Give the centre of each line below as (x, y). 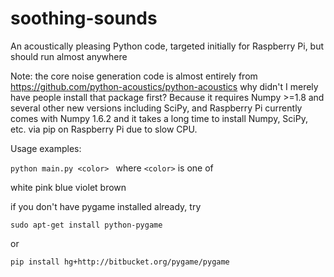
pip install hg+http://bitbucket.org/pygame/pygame (120, 262)
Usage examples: (46, 148)
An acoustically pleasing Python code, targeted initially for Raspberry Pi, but (167, 46)
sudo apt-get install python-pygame (86, 225)
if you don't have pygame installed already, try (106, 206)
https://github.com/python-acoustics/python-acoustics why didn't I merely (164, 86)
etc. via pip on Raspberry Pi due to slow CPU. (104, 129)
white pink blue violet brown (68, 187)
